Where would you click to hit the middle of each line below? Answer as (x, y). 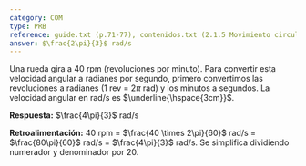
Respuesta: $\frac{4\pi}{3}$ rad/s (74, 115)
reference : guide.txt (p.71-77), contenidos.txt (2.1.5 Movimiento (140, 34)
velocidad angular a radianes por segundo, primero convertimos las (137, 79)
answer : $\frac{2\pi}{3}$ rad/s (71, 43)
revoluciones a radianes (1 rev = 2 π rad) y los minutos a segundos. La (140, 88)
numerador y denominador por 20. (74, 152)
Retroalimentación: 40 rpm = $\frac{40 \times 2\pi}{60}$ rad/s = (133, 133)
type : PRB (28, 26)
